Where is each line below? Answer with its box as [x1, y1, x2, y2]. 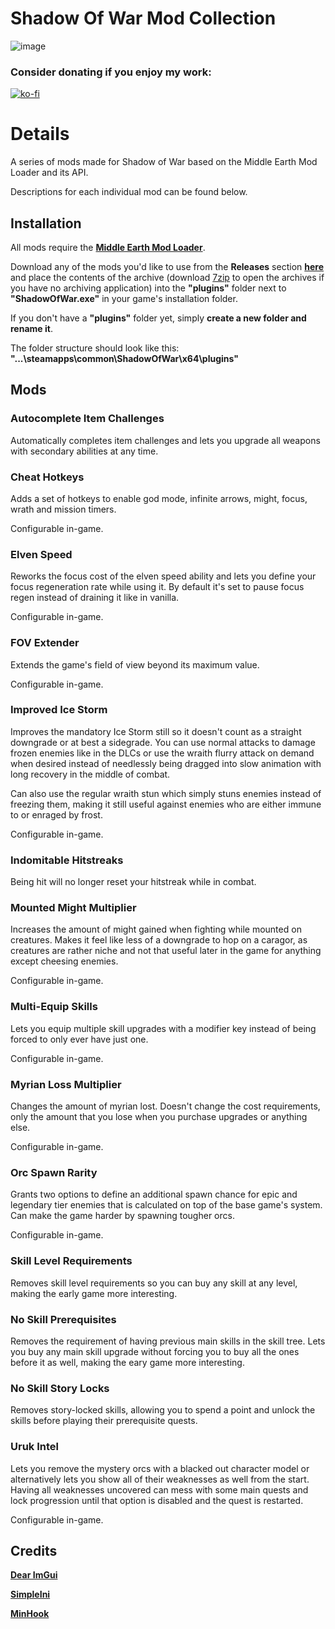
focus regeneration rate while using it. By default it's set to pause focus [10, 581, 305, 593]
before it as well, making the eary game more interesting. [10, 1356, 245, 1368]
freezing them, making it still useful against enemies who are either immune [10, 798, 322, 810]
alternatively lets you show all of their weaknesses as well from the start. [10, 1473, 310, 1485]
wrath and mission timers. [10, 503, 117, 515]
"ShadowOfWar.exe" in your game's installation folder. [10, 292, 238, 304]
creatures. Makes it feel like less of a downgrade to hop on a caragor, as [10, 934, 308, 946]
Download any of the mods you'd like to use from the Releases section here [10, 260, 324, 272]
